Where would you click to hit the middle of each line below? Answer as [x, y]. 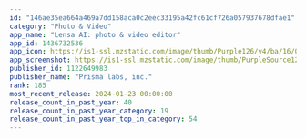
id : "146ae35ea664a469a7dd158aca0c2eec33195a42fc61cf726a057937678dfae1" [153, 18]
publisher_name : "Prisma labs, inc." [81, 77]
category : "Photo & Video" [61, 26]
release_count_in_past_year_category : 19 [89, 111]
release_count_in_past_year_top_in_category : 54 [103, 119]
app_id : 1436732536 [46, 43]
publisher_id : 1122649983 [58, 69]
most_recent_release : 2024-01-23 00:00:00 [91, 94]
